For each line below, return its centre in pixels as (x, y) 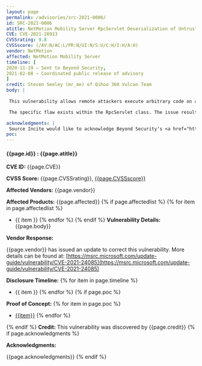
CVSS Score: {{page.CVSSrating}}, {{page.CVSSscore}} (76, 179)
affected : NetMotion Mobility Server (54, 57)
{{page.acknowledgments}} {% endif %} (57, 357)
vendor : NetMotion (29, 51)
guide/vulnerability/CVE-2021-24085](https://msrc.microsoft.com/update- (98, 262)
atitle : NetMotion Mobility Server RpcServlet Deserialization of (91, 29)
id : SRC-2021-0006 (29, 23)
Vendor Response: (30, 238)
